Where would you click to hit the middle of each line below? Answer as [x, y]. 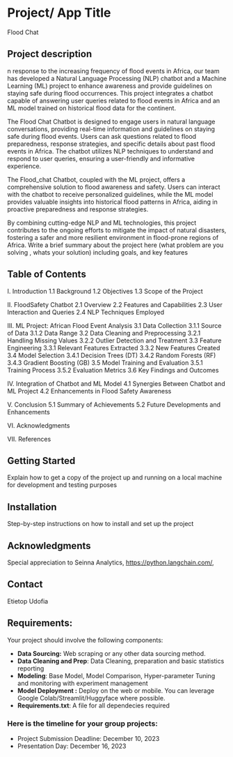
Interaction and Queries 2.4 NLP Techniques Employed [86, 312]
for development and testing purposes [62, 485]
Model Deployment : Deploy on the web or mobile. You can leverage [115, 690]
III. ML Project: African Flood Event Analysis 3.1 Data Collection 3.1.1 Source [114, 325]
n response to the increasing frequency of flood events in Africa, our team [113, 70]
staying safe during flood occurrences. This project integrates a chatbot [110, 93]
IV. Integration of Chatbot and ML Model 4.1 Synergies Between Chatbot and [116, 383]
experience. [24, 166]
